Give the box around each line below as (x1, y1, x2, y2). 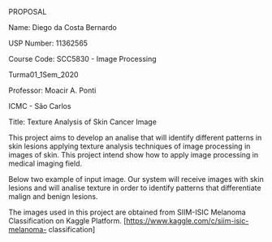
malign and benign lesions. (8, 192, 98, 201)
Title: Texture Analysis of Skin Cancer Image (8, 117, 157, 127)
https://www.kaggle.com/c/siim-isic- (125, 216, 249, 226)
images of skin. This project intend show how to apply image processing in (8, 150, 259, 159)
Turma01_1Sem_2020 (8, 70, 79, 80)
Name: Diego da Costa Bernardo (8, 23, 118, 32)
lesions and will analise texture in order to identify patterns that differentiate (8, 183, 261, 192)
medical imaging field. (8, 158, 83, 168)
